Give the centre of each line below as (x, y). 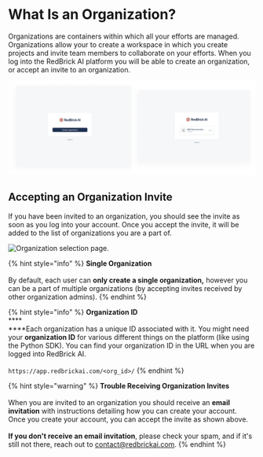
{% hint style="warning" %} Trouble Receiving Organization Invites (119, 385)
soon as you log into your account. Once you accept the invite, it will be (124, 224)
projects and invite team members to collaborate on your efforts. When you (130, 53)
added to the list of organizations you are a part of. (90, 233)
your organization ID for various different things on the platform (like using (129, 337)
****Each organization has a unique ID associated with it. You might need (129, 329)
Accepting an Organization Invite (90, 197)
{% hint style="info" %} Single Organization (80, 263)
